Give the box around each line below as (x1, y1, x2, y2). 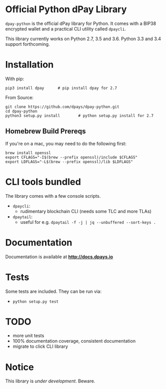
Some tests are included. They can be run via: (5, 288, 102, 294)
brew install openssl (5, 150, 51, 156)
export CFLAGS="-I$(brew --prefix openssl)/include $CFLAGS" (5, 155, 138, 160)
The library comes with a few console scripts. (5, 193, 101, 199)
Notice (5, 361, 34, 373)
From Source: (5, 94, 34, 100)
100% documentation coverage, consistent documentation (12, 338, 136, 344)
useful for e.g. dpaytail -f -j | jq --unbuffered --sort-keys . (20, 219, 156, 225)
